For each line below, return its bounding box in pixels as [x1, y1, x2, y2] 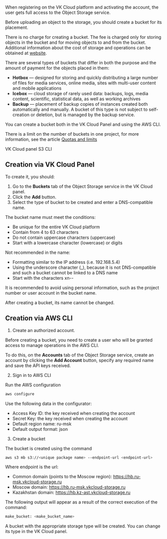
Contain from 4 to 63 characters [12, 229, 79, 235]
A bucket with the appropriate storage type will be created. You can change [5, 523, 161, 529]
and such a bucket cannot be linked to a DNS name [12, 269, 118, 276]
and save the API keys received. [5, 362, 71, 368]
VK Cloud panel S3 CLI [5, 146, 52, 152]
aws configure [5, 391, 35, 396]
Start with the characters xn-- [12, 275, 74, 281]
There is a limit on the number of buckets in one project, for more [5, 131, 139, 137]
